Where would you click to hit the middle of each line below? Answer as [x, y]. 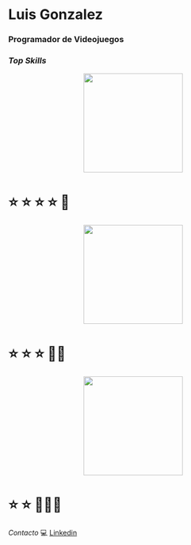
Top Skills [27, 61]
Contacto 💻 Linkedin [43, 533]
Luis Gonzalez [55, 15]
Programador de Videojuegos [66, 40]
